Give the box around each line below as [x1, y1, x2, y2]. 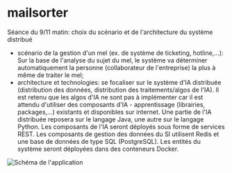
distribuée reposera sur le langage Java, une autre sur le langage [17, 115, 204, 123]
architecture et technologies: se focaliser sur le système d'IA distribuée [17, 78, 222, 86]
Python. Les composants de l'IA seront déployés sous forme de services [17, 122, 225, 131]
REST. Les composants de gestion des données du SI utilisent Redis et [17, 130, 219, 138]
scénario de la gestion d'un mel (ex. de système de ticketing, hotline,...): [17, 49, 224, 57]
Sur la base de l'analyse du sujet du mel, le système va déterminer [17, 56, 208, 64]
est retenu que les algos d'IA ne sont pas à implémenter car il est [17, 92, 204, 101]
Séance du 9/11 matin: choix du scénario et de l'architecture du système [7, 28, 213, 36]
